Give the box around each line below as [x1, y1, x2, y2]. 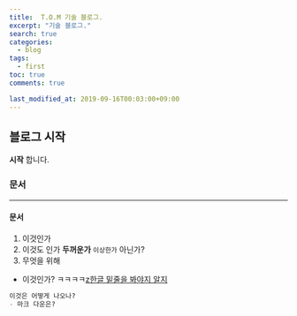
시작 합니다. [9, 154, 50, 165]
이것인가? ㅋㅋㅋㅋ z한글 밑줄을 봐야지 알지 [21, 274, 168, 284]
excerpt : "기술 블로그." [9, 21, 91, 30]
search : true [9, 29, 57, 38]
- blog [17, 46, 42, 55]
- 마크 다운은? [9, 299, 56, 309]
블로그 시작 [9, 129, 66, 144]
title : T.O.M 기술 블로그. [9, 12, 103, 22]
